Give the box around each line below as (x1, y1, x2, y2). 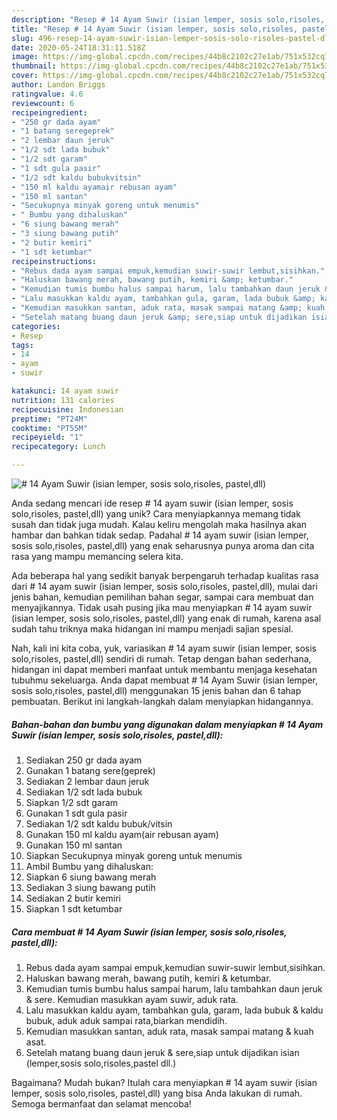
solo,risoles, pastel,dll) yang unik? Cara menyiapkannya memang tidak (11, 508, 301, 520)
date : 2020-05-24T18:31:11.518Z (11, 42, 146, 53)
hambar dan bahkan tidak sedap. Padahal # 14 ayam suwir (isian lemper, (11, 529, 309, 541)
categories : (11, 321, 61, 331)
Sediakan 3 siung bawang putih (25, 881, 156, 893)
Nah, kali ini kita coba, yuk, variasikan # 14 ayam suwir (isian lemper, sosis (11, 642, 317, 654)
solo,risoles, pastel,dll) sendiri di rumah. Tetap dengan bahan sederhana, (11, 653, 312, 665)
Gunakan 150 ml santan (25, 839, 123, 851)
